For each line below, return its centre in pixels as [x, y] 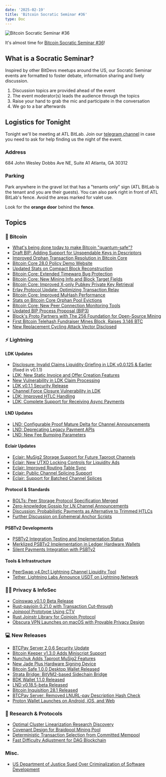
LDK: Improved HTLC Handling [44, 396]
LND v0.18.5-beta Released [40, 685]
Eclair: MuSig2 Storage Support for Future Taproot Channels [74, 457]
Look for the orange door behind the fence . [50, 207]
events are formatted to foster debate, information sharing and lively [75, 76]
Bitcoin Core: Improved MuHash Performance [59, 295]
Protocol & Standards [28, 490]
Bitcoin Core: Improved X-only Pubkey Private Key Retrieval [73, 284]
